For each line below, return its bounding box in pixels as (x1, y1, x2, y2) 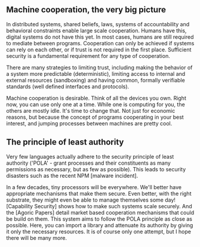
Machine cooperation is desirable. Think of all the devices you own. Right (6, 94, 186, 101)
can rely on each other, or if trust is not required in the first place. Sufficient (6, 46, 192, 53)
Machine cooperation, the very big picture (6, 5, 166, 15)
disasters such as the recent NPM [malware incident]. (6, 172, 139, 179)
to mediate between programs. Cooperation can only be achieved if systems (6, 39, 195, 47)
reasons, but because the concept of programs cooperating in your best (6, 113, 184, 121)
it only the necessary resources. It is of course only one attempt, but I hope (6, 228, 191, 235)
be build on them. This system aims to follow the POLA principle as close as (6, 215, 193, 223)
